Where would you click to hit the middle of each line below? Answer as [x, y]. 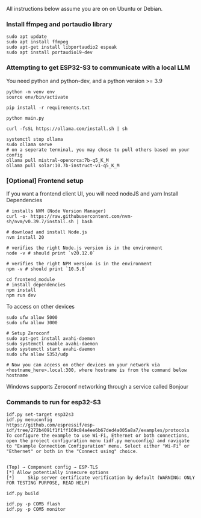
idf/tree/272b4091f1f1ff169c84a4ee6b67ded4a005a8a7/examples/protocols [98, 430]
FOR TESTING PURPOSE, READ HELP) [48, 483]
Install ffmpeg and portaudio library [59, 24]
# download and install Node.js [47, 232]
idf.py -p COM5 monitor [36, 510]
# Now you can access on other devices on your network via [83, 365]
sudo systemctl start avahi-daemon [51, 349]
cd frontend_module [31, 279]
